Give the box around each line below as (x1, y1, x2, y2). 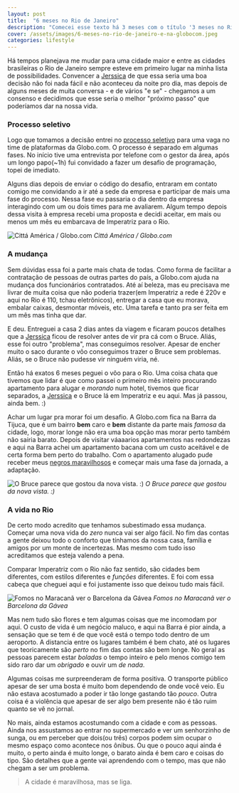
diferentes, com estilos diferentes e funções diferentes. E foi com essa (7, 572, 215, 581)
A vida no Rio (7, 505, 54, 515)
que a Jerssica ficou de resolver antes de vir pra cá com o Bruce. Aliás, (7, 332, 217, 340)
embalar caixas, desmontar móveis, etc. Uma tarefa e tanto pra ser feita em (7, 303, 229, 312)
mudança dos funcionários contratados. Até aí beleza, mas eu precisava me (7, 280, 230, 289)
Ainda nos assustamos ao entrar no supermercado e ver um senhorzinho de (7, 726, 231, 735)
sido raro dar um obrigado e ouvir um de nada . (7, 661, 145, 669)
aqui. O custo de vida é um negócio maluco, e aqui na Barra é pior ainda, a (7, 623, 226, 631)
